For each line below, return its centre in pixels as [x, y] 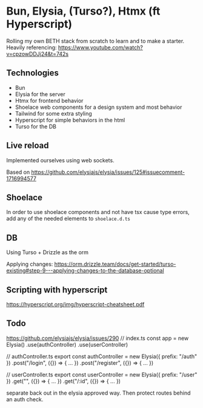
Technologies [33, 73]
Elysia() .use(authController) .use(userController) [67, 344]
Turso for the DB [35, 126]
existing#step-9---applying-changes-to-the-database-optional [85, 271]
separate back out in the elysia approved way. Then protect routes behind [98, 393]
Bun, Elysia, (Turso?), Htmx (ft [83, 11]
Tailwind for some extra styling [53, 113]
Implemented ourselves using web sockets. [60, 160]
